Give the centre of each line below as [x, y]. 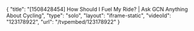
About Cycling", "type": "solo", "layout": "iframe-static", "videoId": [89, 15]
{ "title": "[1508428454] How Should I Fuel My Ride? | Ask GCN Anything [97, 9]
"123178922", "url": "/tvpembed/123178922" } [63, 22]
